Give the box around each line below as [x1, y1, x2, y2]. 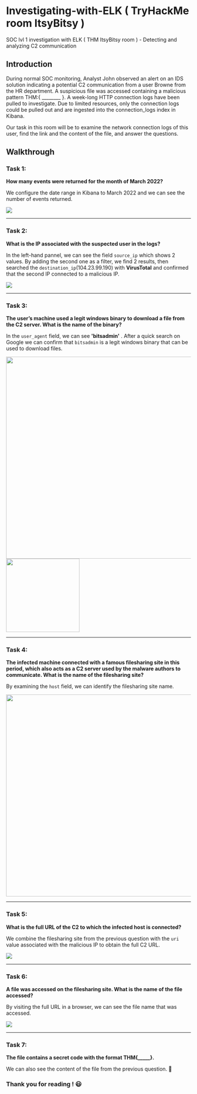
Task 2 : [6, 227, 28, 235]
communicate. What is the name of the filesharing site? [6, 672, 144, 679]
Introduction [6, 59, 53, 69]
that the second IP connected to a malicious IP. [6, 270, 120, 277]
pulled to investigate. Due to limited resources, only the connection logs [6, 100, 179, 107]
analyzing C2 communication [6, 42, 77, 49]
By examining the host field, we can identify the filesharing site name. [6, 683, 174, 690]
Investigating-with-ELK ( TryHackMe [6, 4, 189, 18]
